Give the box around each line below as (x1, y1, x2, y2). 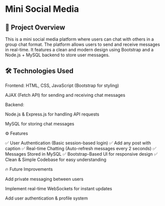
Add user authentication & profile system (5, 195, 88, 201)
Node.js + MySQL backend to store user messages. (5, 52, 110, 58)
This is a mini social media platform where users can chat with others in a (5, 36, 154, 42)
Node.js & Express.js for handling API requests (5, 111, 99, 117)
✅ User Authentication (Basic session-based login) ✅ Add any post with (5, 140, 151, 146)
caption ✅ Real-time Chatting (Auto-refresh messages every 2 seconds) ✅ (5, 145, 157, 151)
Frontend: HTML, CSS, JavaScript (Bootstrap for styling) (5, 82, 119, 88)
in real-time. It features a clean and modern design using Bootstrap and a (5, 47, 154, 52)
